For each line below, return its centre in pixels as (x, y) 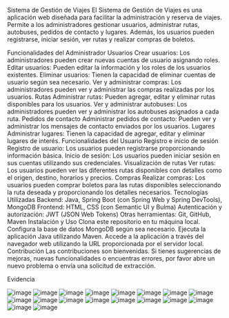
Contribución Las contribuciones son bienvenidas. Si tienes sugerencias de (114, 251)
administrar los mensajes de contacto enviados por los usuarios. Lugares (111, 126)
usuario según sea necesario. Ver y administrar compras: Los (94, 82)
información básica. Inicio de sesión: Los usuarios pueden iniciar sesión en (114, 156)
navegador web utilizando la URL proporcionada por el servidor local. (106, 244)
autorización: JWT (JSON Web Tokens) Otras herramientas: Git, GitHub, (109, 214)
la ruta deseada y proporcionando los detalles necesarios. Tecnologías (108, 192)
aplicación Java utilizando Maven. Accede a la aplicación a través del (106, 236)
